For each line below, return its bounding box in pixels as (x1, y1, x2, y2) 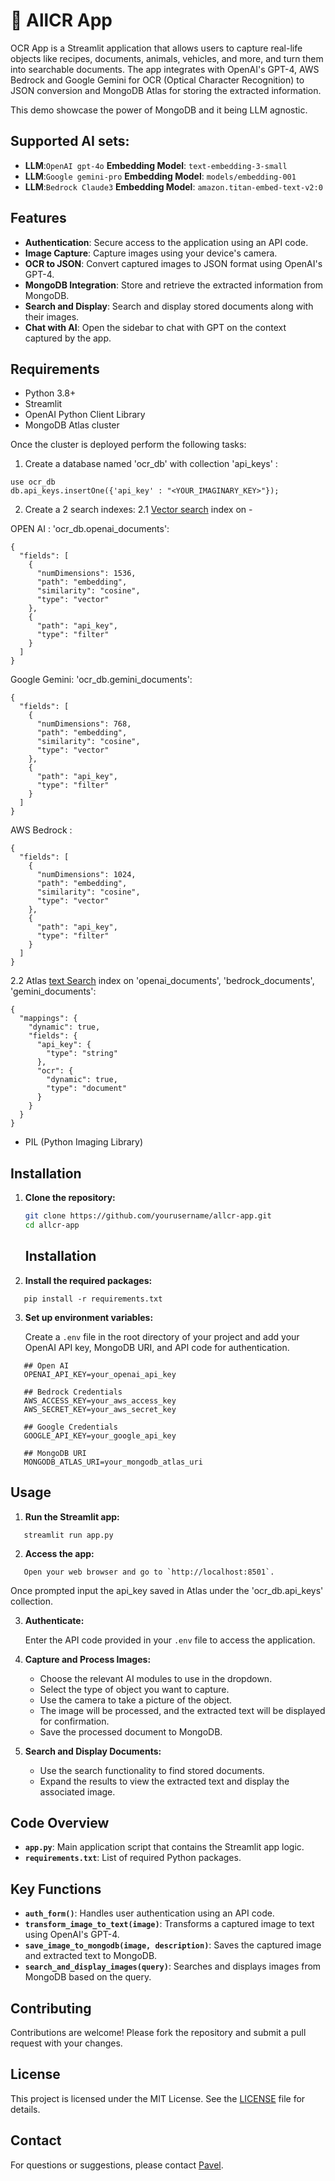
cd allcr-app (24, 1220, 80, 1231)
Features (10, 210, 67, 227)
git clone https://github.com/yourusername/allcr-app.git (24, 1211, 272, 1221)
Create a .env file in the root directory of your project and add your (24, 1330, 300, 1343)
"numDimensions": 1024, (36, 870, 137, 880)
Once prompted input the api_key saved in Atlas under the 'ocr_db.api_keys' (10, 1584, 324, 1596)
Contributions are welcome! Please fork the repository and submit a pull (10, 2027, 307, 2038)
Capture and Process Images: (24, 1653, 152, 1665)
